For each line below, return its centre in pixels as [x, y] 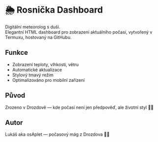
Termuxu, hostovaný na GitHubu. [39, 37]
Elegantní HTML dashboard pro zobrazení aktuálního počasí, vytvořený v [79, 32]
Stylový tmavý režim [33, 75]
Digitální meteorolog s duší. [33, 27]
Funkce [17, 53]
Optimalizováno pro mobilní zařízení [48, 80]
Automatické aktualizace [37, 70]
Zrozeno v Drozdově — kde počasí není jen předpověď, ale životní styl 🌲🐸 [79, 107]
